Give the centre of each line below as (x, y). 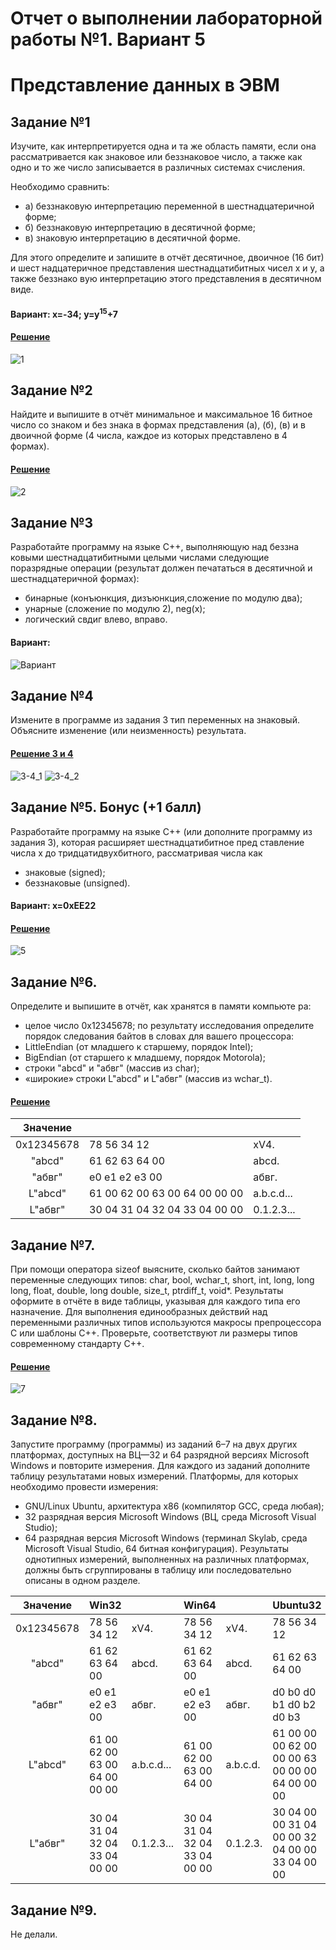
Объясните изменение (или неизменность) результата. (128, 731)
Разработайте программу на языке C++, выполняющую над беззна (155, 547)
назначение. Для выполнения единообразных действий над (139, 1312)
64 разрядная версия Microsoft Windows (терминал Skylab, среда (166, 1538)
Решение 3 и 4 (42, 754)
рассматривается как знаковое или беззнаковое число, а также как (156, 157)
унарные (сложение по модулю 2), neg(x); (115, 609)
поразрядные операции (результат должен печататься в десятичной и (161, 568)
